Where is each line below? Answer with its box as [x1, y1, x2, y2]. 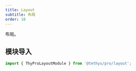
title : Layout [5, 7, 35, 13]
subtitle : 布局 [5, 12, 36, 17]
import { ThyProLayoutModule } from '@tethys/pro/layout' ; [5, 61, 132, 66]
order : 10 [5, 17, 26, 22]
